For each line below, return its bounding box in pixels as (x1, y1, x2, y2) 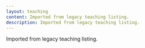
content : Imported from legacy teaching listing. (6, 14, 130, 20)
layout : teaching (6, 8, 49, 15)
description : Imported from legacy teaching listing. (6, 19, 140, 25)
